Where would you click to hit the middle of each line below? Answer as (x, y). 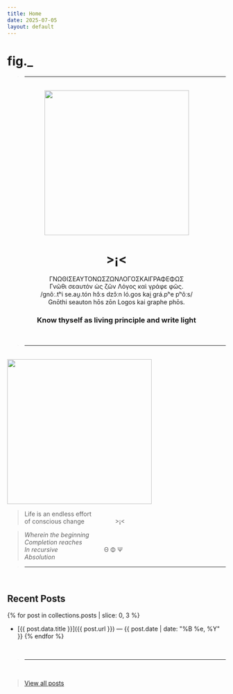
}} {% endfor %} (41, 636)
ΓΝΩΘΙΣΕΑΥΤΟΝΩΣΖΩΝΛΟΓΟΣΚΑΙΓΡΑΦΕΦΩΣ (116, 279)
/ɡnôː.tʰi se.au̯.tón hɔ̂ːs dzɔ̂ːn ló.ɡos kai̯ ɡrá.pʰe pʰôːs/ (116, 294)
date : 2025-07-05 (32, 20)
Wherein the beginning (57, 535)
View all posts (44, 684)
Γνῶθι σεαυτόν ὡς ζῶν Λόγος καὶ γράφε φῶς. (116, 287)
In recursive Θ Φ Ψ (74, 549)
